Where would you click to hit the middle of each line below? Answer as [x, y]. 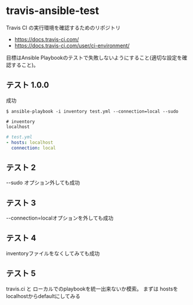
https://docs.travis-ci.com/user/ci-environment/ [72, 46]
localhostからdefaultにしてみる [43, 296]
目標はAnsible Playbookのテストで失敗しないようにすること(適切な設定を [94, 57]
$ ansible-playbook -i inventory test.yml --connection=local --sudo [92, 111]
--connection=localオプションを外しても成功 [60, 218]
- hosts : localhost [30, 142]
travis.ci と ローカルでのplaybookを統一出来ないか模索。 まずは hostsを [92, 289]
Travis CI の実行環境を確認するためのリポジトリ [63, 27]
